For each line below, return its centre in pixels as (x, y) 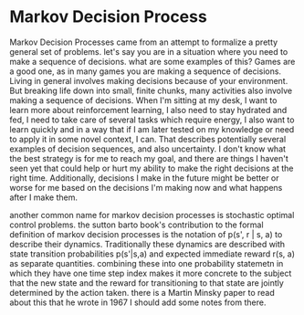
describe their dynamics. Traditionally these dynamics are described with (147, 244)
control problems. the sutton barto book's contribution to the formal (136, 225)
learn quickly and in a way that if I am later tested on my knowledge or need (152, 129)
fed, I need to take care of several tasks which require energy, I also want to (152, 120)
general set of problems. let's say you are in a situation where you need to (149, 51)
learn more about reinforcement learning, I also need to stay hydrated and (148, 110)
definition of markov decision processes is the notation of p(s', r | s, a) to (146, 234)
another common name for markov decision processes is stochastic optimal (152, 215)
